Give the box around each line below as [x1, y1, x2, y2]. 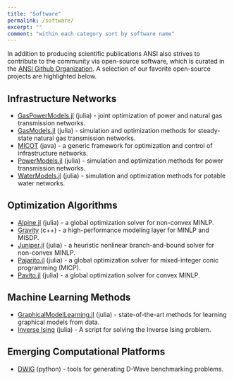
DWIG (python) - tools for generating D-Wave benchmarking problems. [17, 364, 224, 373]
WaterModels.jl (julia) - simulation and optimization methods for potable [17, 171, 226, 180]
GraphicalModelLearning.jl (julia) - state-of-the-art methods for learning [17, 310, 227, 318]
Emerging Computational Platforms [7, 346, 166, 358]
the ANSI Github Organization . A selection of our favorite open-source [7, 64, 211, 73]
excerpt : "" [7, 23, 42, 30]
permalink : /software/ [7, 17, 74, 24]
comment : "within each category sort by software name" [7, 30, 175, 38]
